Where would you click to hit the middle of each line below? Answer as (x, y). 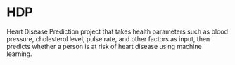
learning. (19, 54)
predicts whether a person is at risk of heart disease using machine (104, 46)
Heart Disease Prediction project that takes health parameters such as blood (118, 31)
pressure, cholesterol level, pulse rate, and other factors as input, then (108, 38)
